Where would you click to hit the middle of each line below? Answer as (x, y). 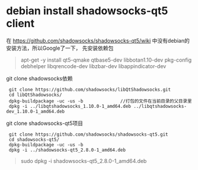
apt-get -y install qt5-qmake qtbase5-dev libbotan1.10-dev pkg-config (106, 60)
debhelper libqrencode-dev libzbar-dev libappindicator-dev (93, 66)
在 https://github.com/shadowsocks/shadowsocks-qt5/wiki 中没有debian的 (98, 40)
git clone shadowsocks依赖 (39, 78)
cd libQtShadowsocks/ (35, 95)
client (20, 23)
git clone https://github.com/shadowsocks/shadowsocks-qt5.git (88, 134)
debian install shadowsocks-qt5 (87, 11)
